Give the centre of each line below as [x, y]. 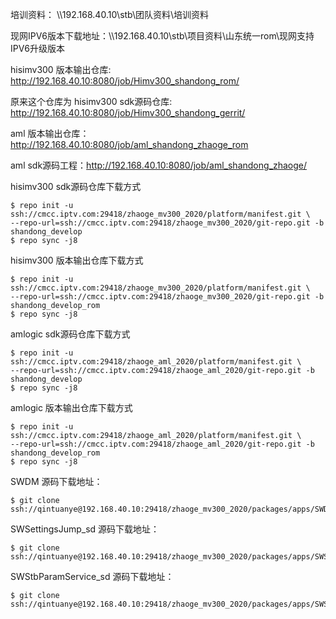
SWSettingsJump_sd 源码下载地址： [85, 529]
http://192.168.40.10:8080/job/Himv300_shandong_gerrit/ [128, 112]
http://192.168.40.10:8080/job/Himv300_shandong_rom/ [125, 81]
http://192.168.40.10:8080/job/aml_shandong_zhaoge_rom [129, 144]
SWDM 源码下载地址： [56, 481]
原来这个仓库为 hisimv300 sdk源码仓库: [91, 101]
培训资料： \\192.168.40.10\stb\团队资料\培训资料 [110, 14]
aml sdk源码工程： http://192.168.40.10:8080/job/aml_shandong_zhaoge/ [159, 165]
